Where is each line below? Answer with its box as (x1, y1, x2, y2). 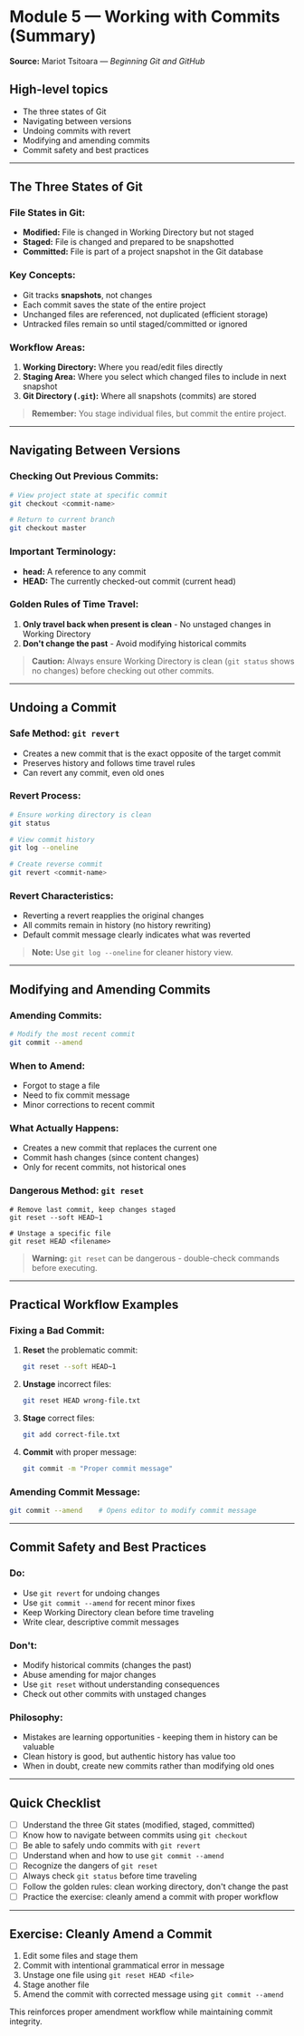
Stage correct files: (22, 1412, 95, 1424)
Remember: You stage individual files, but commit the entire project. (31, 408, 287, 419)
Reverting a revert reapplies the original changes (22, 910, 204, 921)
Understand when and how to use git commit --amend (22, 1850, 224, 1861)
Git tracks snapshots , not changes (22, 289, 153, 300)
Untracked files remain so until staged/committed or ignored (22, 318, 248, 329)
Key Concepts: (9, 269, 76, 282)
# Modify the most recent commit (9, 1030, 136, 1039)
